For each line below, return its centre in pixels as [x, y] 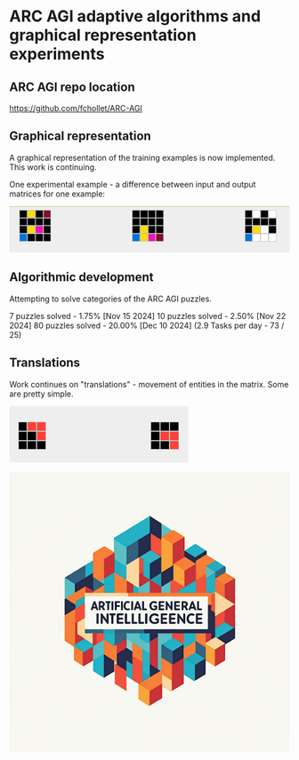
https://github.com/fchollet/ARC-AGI [76, 108]
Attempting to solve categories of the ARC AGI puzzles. [110, 299]
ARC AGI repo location [72, 87]
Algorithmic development [81, 277]
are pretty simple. [41, 394]
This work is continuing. [53, 167]
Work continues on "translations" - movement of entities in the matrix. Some [149, 384]
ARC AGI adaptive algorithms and [135, 16]
